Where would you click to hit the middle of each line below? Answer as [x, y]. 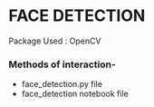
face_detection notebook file [75, 94]
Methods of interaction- [63, 64]
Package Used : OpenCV [55, 41]
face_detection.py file [62, 84]
